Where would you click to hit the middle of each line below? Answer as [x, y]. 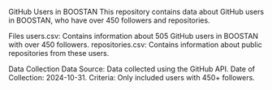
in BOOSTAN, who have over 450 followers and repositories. [109, 20]
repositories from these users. [59, 53]
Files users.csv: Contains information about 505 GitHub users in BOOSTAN [133, 36]
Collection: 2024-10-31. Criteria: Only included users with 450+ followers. [132, 77]
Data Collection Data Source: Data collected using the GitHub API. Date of [132, 69]
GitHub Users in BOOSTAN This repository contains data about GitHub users [136, 12]
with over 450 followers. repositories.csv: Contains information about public [135, 45]
